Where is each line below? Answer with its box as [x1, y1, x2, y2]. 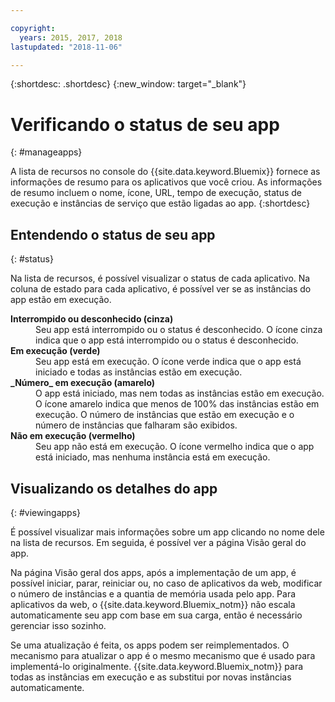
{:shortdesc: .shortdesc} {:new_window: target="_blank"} [10, 78, 247, 90]
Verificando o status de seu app [10, 113, 280, 136]
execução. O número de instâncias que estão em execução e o [35, 409, 295, 421]
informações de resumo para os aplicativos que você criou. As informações [10, 176, 323, 188]
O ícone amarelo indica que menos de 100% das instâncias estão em [35, 398, 320, 410]
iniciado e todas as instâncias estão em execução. [35, 366, 243, 378]
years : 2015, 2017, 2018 [19, 32, 123, 43]
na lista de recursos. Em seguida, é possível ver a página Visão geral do [10, 536, 307, 548]
